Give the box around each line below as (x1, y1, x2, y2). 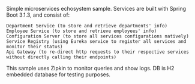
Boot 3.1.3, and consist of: (6, 11, 70, 18)
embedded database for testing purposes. (6, 71, 111, 78)
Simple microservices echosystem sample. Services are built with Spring (6, 5, 187, 12)
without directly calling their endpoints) (6, 54, 117, 60)
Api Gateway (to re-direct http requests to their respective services (6, 49, 189, 55)
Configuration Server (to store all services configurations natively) (6, 33, 189, 39)
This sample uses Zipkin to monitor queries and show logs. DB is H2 (6, 65, 175, 71)
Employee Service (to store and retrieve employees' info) (6, 28, 157, 34)
